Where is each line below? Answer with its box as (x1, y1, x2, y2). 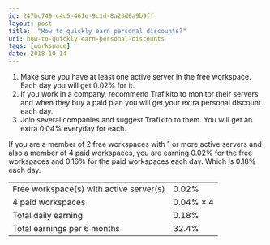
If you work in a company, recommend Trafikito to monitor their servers (19, 89, 259, 98)
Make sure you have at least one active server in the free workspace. (19, 72, 251, 81)
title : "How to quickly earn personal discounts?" (8, 27, 186, 35)
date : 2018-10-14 (8, 49, 67, 58)
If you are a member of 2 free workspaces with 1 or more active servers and (8, 140, 262, 148)
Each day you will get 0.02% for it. (19, 80, 135, 90)
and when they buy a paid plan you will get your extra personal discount (19, 98, 262, 107)
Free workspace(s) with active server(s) (12, 183, 165, 195)
